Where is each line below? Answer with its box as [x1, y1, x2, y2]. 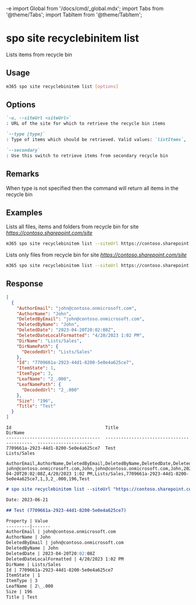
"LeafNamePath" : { [16, 381, 61, 387]
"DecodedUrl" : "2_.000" [21, 387, 80, 393]
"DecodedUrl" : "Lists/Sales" [21, 348, 93, 355]
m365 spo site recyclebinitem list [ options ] [6, 83, 118, 90]
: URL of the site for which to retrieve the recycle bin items [6, 121, 166, 127]
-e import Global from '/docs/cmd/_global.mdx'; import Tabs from [6, 5, 164, 12]
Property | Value [6, 518, 48, 524]
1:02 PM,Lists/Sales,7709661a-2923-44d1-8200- [73, 471, 190, 477]
